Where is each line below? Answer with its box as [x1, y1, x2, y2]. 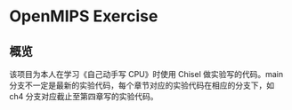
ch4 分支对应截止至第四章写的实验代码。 [9, 91, 158, 101]
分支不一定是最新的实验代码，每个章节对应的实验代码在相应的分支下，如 [9, 80, 274, 90]
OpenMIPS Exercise [9, 6, 158, 27]
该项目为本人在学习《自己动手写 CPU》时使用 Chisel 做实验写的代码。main [9, 69, 284, 79]
